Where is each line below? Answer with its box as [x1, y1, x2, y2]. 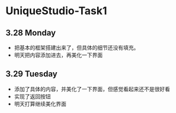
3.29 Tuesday [5, 69, 57, 79]
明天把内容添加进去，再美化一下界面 [14, 51, 103, 59]
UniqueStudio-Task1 [5, 4, 107, 18]
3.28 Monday [5, 28, 56, 38]
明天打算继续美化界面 [14, 100, 66, 107]
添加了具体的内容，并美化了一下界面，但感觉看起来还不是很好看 [14, 85, 170, 92]
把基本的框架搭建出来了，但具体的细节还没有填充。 [14, 44, 139, 51]
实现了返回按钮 [14, 93, 51, 100]
